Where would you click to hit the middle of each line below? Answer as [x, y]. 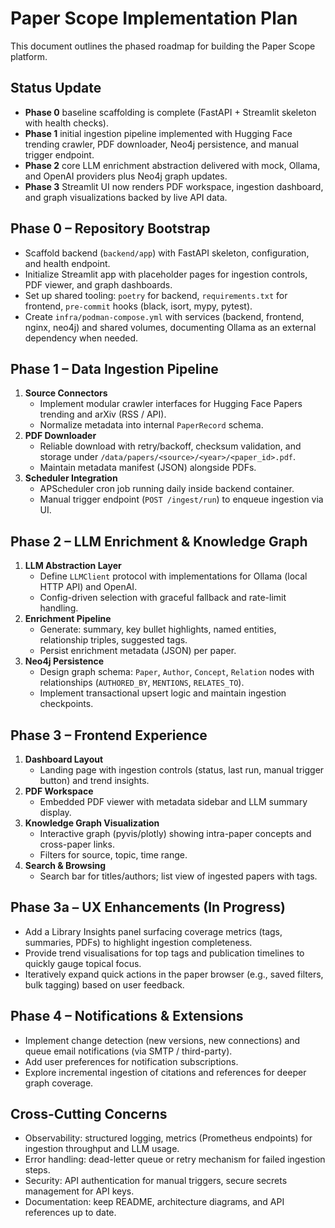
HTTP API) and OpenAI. [88, 587]
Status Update [56, 88]
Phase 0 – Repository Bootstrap [110, 228]
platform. [29, 56]
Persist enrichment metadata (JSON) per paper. [138, 651]
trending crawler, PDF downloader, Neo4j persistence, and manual [161, 144]
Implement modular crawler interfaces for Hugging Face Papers [171, 404]
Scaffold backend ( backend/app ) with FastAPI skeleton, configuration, [167, 253]
